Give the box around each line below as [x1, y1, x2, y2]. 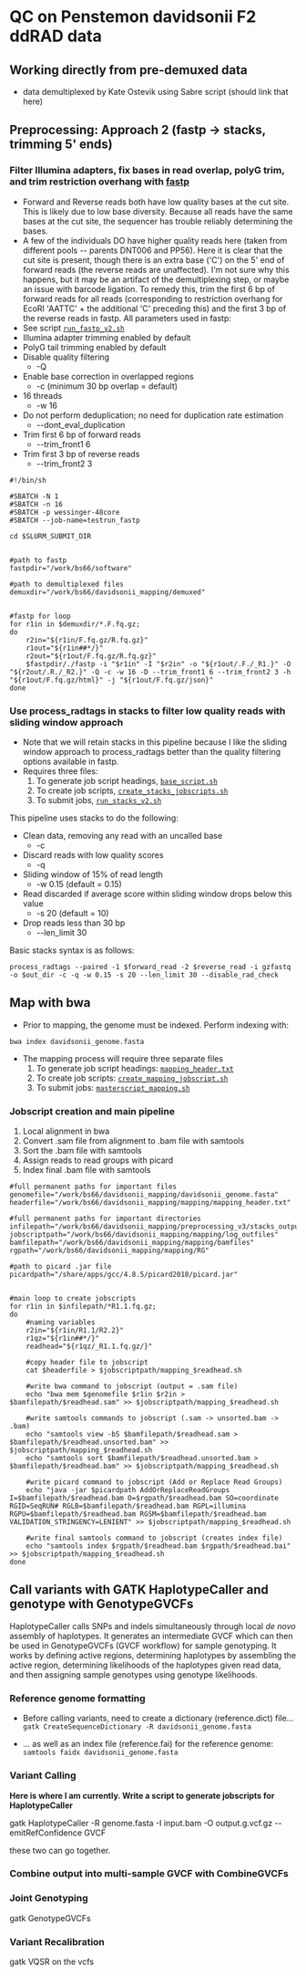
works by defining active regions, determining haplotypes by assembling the [9, 1649, 297, 1660]
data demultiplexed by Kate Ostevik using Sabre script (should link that [22, 87, 289, 97]
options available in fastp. [22, 756, 119, 767]
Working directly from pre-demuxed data [9, 62, 248, 78]
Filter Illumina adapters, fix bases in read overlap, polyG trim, [9, 164, 285, 177]
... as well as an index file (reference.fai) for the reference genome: [22, 1739, 274, 1750]
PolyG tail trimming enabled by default [22, 341, 167, 352]
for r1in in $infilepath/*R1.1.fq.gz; [9, 1302, 157, 1312]
